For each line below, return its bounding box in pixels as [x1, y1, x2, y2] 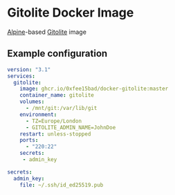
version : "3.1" [7, 66, 51, 73]
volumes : [19, 98, 45, 105]
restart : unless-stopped [19, 130, 91, 138]
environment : [19, 111, 57, 118]
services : [7, 73, 36, 80]
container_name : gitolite [19, 92, 95, 99]
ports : [19, 137, 39, 144]
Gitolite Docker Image [7, 5, 134, 21]
